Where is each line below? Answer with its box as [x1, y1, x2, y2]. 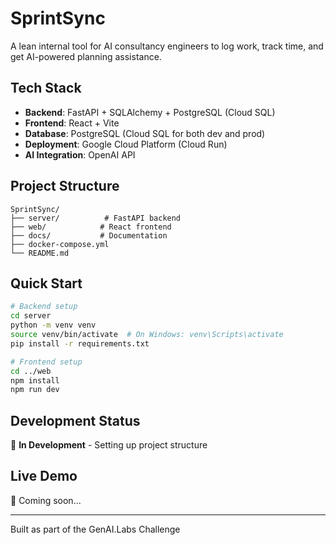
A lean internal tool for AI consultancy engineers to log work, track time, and [10, 40, 324, 52]
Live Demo [10, 468, 78, 485]
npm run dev [10, 385, 60, 395]
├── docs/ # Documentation [10, 230, 168, 241]
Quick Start [10, 275, 83, 292]
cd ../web [10, 366, 52, 376]
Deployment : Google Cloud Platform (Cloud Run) [24, 138, 228, 150]
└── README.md [10, 248, 70, 258]
